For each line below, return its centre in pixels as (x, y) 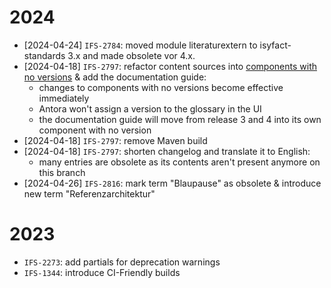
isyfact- (275, 45)
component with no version (95, 130)
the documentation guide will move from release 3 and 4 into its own (180, 119)
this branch (62, 172)
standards (44, 55)
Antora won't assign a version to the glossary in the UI (150, 108)
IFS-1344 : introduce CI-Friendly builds (102, 272)
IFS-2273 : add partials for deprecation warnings (122, 262)
